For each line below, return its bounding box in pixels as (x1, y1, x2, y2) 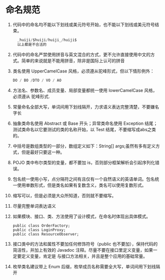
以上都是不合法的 (17, 42, 47, 47)
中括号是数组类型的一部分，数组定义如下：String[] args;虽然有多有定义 (12, 143, 156, 149)
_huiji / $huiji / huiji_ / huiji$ (17, 37, 77, 42)
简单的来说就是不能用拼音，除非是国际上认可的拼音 (21, 57, 125, 64)
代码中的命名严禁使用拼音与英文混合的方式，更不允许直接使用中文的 (12, 51, 151, 57)
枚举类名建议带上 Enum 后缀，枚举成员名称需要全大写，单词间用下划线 (12, 263, 156, 269)
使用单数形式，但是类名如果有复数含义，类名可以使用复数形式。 (17, 182, 146, 188)
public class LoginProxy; (12, 227, 66, 233)
